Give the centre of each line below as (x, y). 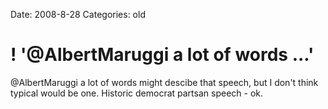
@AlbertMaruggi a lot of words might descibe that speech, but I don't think (164, 82)
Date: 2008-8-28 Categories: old (78, 14)
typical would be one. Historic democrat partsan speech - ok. (137, 93)
